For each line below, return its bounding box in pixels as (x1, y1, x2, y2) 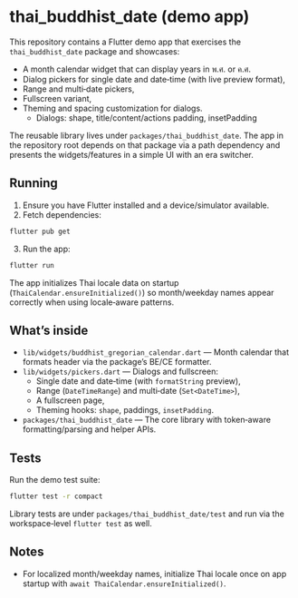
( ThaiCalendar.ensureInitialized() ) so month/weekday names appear (9, 287, 274, 298)
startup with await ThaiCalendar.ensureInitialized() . (22, 578, 226, 589)
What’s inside (9, 322, 89, 338)
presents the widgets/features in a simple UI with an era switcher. (9, 149, 254, 160)
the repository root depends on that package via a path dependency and (9, 139, 281, 151)
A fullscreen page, (35, 395, 105, 406)
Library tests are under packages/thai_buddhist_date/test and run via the (9, 508, 285, 519)
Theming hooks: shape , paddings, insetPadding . (35, 405, 215, 416)
